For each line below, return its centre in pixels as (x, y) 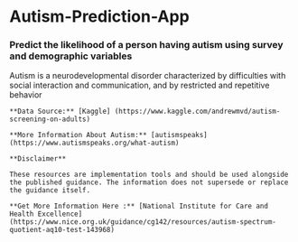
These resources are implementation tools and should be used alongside (149, 175)
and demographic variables (71, 56)
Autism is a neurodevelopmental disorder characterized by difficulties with (148, 76)
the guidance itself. (50, 191)
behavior (26, 95)
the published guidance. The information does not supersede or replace (149, 182)
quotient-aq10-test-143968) (62, 230)
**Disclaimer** (38, 159)
